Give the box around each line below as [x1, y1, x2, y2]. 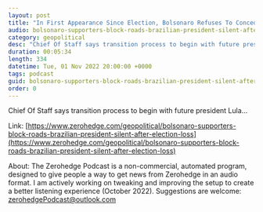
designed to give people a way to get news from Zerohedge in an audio [8, 170, 239, 179]
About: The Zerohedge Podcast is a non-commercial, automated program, [8, 162, 247, 171]
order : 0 [8, 84, 37, 93]
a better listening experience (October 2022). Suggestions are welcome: [8, 186, 242, 196]
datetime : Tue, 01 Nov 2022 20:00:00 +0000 [8, 63, 153, 71]
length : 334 [8, 56, 47, 64]
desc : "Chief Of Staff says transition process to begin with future [8, 41, 240, 49]
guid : [8, 77, 26, 85]
